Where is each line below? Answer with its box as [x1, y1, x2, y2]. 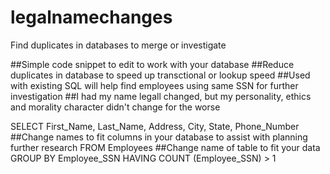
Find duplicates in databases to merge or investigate [10, 39, 227, 51]
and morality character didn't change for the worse [10, 101, 221, 113]
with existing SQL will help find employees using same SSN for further [10, 79, 299, 91]
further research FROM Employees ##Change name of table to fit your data [10, 141, 321, 153]
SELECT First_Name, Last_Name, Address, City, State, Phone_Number [10, 120, 300, 132]
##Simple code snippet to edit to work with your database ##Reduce [10, 58, 295, 70]
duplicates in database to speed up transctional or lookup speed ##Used [10, 69, 311, 81]
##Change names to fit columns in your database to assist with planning [10, 131, 308, 143]
